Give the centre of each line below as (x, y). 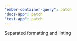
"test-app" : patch (24, 19)
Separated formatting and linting (38, 33)
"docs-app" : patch (24, 14)
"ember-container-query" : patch (38, 10)
